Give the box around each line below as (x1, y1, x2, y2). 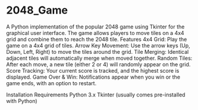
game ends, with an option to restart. (6, 79, 97, 86)
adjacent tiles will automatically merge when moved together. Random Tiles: (6, 54, 193, 62)
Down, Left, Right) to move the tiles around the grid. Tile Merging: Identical (6, 48, 189, 55)
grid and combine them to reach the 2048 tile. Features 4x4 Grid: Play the (6, 35, 187, 43)
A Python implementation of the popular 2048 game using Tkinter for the (6, 23, 185, 30)
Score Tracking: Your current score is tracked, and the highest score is (6, 67, 180, 74)
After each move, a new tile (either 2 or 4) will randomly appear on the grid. (6, 60, 191, 68)
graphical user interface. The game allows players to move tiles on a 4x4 (6, 29, 184, 36)
